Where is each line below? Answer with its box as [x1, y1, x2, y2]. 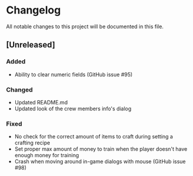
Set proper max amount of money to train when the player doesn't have [14, 145, 188, 153]
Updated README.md [14, 99, 68, 106]
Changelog [6, 4, 61, 17]
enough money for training [14, 152, 79, 159]
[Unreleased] [6, 40, 56, 50]
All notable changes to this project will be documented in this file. [6, 23, 164, 30]
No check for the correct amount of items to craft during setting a [14, 133, 173, 140]
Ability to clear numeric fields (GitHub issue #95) [14, 71, 133, 78]
